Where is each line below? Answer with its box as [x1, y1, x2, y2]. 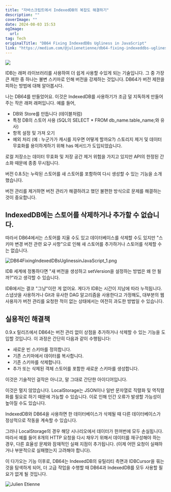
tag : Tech [5, 36, 26, 41]
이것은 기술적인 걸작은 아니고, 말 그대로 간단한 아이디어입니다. [5, 377, 128, 383]
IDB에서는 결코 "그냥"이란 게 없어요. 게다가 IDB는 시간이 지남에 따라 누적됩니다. [5, 286, 162, 292]
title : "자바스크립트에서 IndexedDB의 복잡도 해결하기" [5, 7, 109, 13]
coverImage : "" [5, 17, 38, 22]
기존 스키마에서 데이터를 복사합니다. [12, 353, 84, 359]
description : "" [5, 12, 40, 17]
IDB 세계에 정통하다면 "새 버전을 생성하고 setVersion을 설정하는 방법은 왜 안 [5, 268, 156, 274]
